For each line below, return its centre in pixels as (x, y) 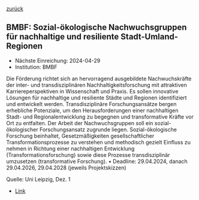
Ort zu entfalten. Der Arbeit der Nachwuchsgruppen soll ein (80, 123)
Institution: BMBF (36, 67)
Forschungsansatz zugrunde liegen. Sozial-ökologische (108, 129)
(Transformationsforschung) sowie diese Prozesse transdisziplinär (88, 154)
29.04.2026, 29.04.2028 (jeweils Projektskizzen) (67, 168)
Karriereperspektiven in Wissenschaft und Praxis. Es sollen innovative (92, 91)
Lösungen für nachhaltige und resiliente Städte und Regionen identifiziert (97, 98)
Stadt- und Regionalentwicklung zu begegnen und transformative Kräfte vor (100, 117)
